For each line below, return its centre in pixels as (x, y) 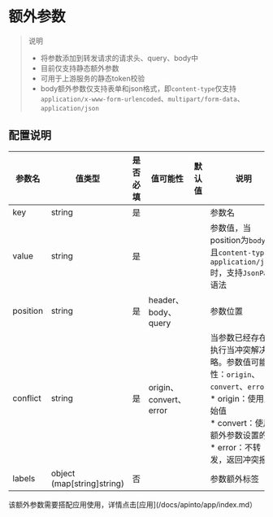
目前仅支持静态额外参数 (80, 68)
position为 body (238, 240)
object (63, 473)
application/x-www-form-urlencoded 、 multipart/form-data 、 (142, 98)
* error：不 (232, 447)
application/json (70, 108)
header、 (166, 300)
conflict (27, 398)
